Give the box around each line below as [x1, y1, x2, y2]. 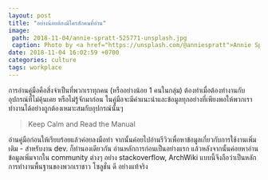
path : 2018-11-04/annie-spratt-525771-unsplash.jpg [11, 33, 187, 42]
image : [8, 26, 30, 34]
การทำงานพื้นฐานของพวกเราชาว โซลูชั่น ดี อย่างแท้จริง [8, 161, 148, 171]
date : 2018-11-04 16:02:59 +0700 [8, 49, 120, 57]
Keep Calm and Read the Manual [27, 119, 136, 128]
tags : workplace [8, 64, 62, 72]
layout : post [8, 11, 52, 20]
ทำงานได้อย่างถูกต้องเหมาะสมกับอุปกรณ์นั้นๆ [8, 103, 124, 112]
